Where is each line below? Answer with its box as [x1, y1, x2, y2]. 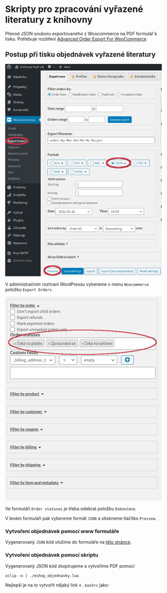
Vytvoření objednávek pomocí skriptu [5, 552, 98, 559]
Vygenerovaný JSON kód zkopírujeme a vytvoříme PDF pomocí [5, 563, 135, 569]
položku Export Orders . [5, 286, 53, 292]
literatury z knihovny [5, 14, 93, 25]
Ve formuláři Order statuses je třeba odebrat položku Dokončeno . [5, 505, 137, 512]
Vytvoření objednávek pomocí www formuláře [5, 528, 119, 535]
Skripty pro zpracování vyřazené [5, 3, 143, 15]
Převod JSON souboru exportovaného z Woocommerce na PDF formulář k [5, 30, 158, 36]
